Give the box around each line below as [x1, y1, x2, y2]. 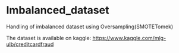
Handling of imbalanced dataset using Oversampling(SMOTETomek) [6, 23, 174, 30]
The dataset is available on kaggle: [6, 34, 92, 41]
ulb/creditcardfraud [6, 41, 54, 48]
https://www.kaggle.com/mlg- [92, 34, 167, 41]
